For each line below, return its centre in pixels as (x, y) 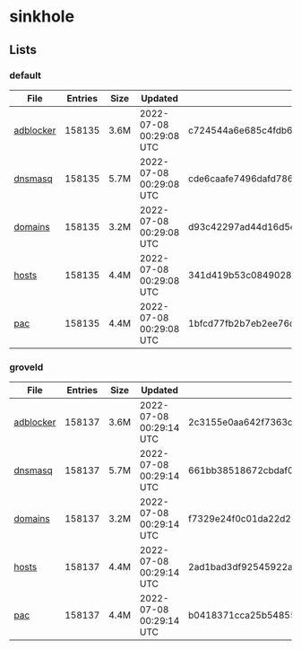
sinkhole (42, 17)
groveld (26, 367)
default (26, 75)
